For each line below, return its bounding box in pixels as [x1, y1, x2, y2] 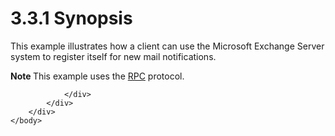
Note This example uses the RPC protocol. [10, 70, 185, 82]
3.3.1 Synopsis [10, 7, 133, 30]
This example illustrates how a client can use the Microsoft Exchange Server [10, 40, 325, 52]
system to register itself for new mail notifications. [10, 50, 217, 62]
